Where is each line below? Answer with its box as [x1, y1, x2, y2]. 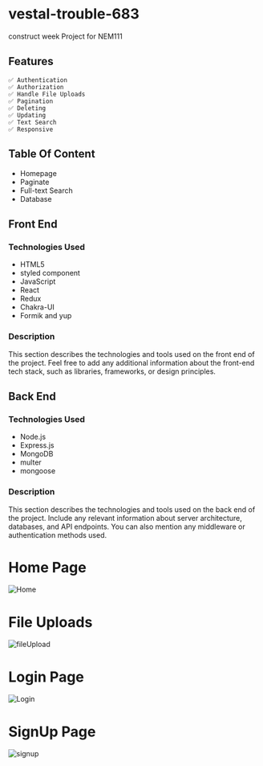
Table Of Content [8, 147, 95, 161]
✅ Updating [8, 111, 47, 119]
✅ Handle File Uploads [8, 90, 86, 98]
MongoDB [19, 449, 54, 459]
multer [19, 457, 42, 467]
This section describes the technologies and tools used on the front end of [8, 349, 255, 358]
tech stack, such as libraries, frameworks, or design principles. [8, 367, 216, 376]
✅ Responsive [8, 125, 54, 133]
